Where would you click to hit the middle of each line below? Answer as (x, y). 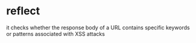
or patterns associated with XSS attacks (55, 33)
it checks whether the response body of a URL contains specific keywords (98, 27)
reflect (23, 11)
